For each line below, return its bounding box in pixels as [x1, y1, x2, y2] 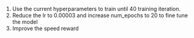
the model [12, 18, 38, 25]
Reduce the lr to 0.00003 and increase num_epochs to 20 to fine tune [12, 12, 188, 19]
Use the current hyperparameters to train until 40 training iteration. [12, 6, 181, 12]
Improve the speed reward [12, 25, 79, 32]
